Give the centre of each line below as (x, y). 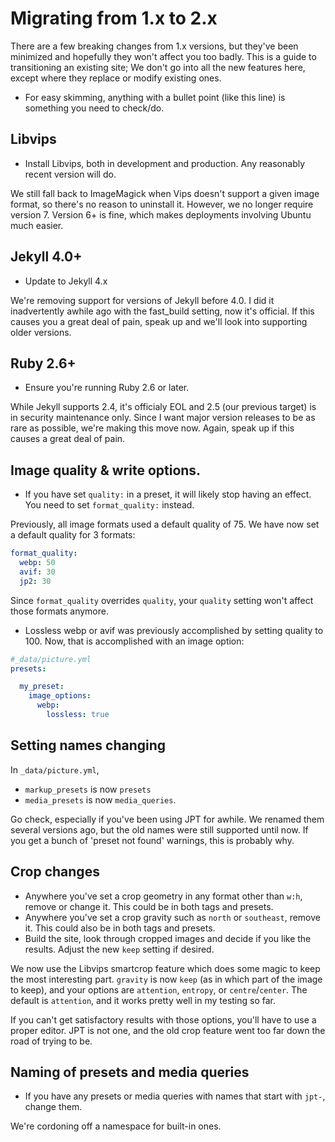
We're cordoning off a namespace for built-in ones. (116, 1126)
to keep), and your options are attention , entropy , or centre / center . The (159, 989)
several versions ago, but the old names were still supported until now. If (159, 829)
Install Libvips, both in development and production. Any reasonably (165, 163)
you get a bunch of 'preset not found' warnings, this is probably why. (152, 840)
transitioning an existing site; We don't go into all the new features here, (158, 67)
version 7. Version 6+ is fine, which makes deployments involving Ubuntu (161, 214)
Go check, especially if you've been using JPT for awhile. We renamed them (167, 819)
